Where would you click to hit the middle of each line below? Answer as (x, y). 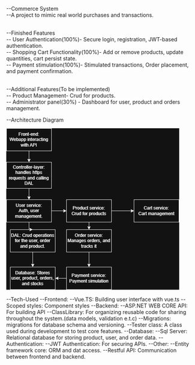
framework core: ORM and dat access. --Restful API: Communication (91, 350)
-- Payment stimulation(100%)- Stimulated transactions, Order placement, (97, 65)
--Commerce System (32, 9)
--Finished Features (31, 33)
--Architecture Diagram (35, 120)
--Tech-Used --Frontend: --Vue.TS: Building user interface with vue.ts (93, 299)
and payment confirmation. (40, 71)
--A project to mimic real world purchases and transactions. (80, 15)
